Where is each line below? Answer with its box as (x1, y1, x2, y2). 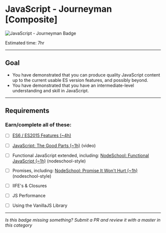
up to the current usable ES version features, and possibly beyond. (12, 77, 148, 83)
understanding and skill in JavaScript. (12, 87, 89, 93)
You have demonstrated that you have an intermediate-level (12, 82, 134, 88)
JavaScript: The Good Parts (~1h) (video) (12, 142, 96, 149)
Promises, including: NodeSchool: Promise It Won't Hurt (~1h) (12, 167, 138, 173)
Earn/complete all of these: (5, 121, 72, 128)
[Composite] (5, 14, 58, 25)
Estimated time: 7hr (5, 39, 44, 45)
